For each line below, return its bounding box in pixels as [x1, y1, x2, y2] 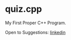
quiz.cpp [5, 3, 42, 15]
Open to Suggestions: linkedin [5, 29, 66, 35]
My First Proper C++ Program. [5, 20, 66, 26]
